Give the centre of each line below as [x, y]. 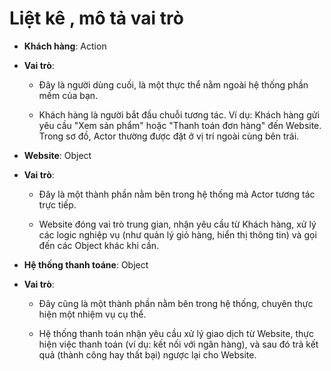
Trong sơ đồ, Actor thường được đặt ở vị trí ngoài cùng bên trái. [169, 136]
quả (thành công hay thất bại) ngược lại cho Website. [147, 354]
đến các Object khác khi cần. [99, 245]
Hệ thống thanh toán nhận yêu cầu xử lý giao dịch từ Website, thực [176, 333]
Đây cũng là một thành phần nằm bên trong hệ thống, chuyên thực [176, 303]
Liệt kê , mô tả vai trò [96, 18]
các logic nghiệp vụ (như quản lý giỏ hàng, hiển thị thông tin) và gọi [177, 234]
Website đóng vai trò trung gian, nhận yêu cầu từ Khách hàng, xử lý [177, 224]
